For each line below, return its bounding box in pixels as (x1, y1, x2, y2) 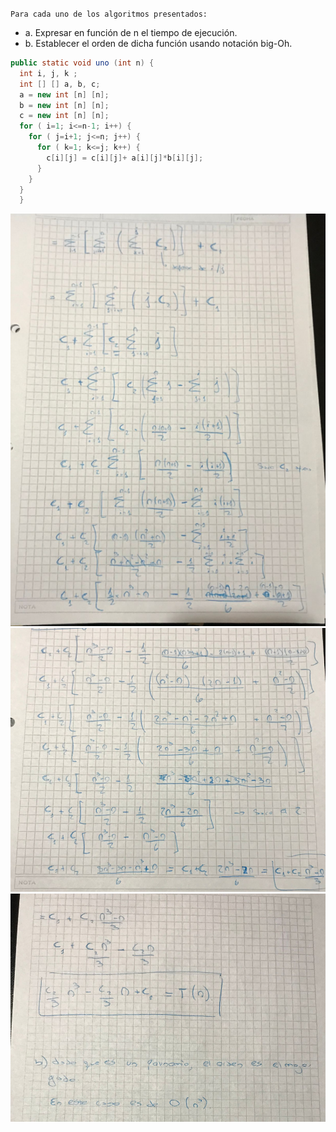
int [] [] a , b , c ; (19, 79, 101, 89)
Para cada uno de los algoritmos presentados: (10, 9, 208, 19)
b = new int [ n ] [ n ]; (19, 100, 110, 110)
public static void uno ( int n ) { (10, 58, 155, 68)
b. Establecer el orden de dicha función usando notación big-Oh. (24, 38, 293, 49)
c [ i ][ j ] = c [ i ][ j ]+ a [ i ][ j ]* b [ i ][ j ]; (46, 153, 204, 163)
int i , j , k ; (19, 68, 78, 78)
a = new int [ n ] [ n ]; (19, 89, 110, 100)
